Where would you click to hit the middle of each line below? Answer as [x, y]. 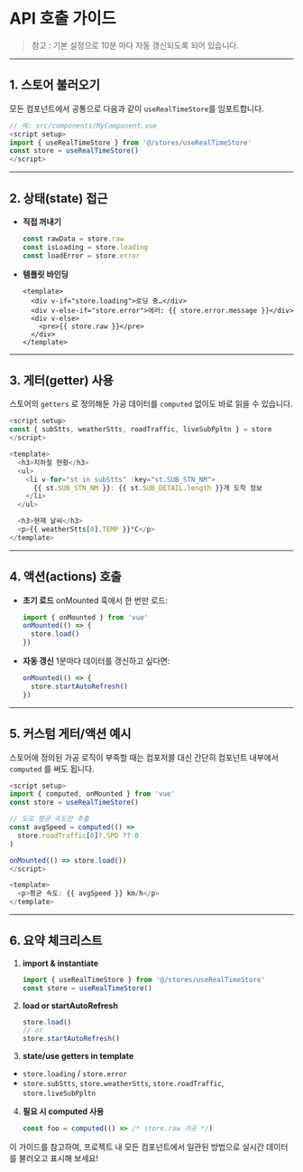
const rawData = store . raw [73, 239]
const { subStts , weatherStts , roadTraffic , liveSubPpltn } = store [141, 430]
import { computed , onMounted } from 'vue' [92, 794]
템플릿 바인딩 [46, 274]
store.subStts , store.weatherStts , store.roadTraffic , [123, 1083]
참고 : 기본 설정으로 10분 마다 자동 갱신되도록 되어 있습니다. [135, 45]
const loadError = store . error [81, 255]
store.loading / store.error [75, 1073]
